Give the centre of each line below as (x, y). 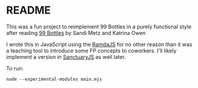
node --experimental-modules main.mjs (54, 79)
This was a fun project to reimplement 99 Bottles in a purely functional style (99, 27)
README (29, 10)
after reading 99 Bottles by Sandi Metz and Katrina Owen (76, 32)
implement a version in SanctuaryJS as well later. (66, 57)
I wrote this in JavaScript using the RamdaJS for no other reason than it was (99, 44)
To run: (15, 68)
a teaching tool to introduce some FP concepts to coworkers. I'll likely (91, 50)
